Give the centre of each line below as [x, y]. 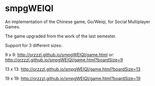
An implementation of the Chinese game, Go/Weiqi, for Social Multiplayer [78, 22]
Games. [13, 26]
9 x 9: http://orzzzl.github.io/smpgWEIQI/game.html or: [60, 55]
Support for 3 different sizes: [34, 45]
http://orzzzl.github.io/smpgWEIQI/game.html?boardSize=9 [64, 60]
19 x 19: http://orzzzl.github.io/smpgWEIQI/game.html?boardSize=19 [73, 78]
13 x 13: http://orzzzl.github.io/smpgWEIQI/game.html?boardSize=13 [73, 69]
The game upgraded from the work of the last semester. [61, 36]
